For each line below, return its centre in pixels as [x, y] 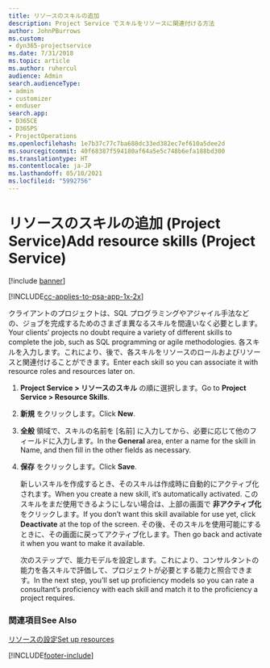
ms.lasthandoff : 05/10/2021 [56, 174]
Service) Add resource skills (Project [132, 241]
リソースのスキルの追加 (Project [114, 224]
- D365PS [23, 128]
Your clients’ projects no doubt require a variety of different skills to [120, 332]
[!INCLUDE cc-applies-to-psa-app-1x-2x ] [76, 296]
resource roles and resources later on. [72, 371]
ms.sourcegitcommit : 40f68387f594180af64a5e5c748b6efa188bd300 [117, 151]
